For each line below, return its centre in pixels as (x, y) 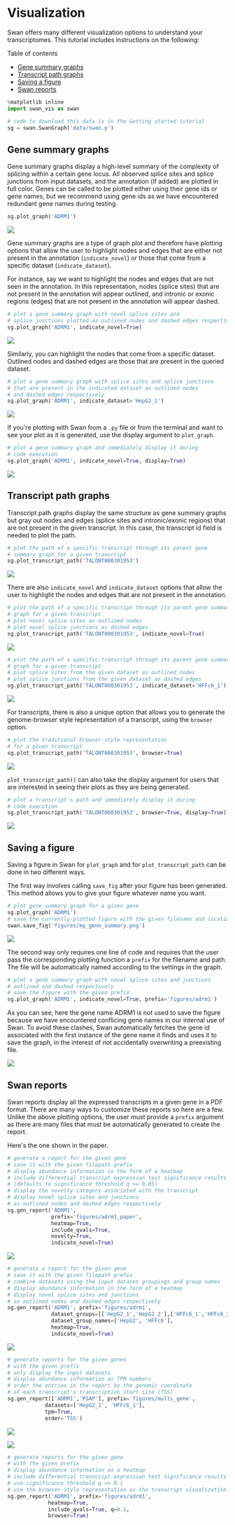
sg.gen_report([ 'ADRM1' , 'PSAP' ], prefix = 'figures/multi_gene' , (101, 1399)
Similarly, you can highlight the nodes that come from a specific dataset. (111, 354)
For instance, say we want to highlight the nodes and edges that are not (111, 279)
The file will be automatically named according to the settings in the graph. (115, 967)
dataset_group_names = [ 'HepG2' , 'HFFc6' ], (112, 1321)
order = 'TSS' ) (63, 1418)
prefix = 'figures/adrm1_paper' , (97, 1217)
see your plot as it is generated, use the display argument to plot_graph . (111, 435)
